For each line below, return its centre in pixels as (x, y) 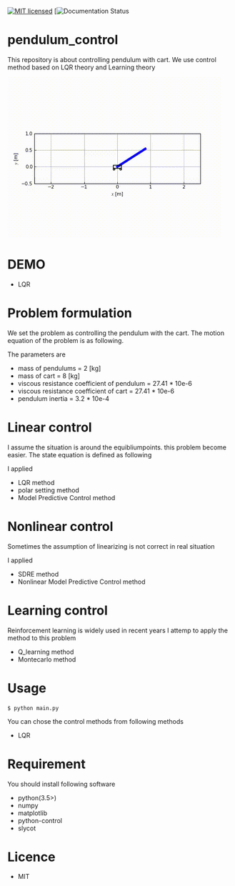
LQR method (36, 482)
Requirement (46, 764)
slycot (27, 828)
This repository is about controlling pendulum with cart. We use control (112, 59)
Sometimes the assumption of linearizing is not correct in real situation (111, 546)
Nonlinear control (60, 526)
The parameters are (36, 354)
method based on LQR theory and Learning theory (81, 67)
